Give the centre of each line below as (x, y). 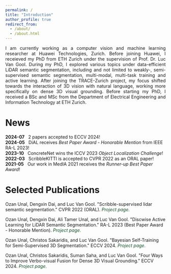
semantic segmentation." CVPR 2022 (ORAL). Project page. (68, 209)
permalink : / (19, 10)
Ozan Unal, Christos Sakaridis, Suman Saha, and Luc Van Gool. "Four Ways (84, 255)
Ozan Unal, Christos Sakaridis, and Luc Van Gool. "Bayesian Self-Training (82, 240)
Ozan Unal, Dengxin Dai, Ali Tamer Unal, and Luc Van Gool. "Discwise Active (85, 219)
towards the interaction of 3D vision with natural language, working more (85, 86)
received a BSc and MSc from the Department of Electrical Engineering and (85, 97)
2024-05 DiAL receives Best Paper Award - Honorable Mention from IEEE (84, 142)
